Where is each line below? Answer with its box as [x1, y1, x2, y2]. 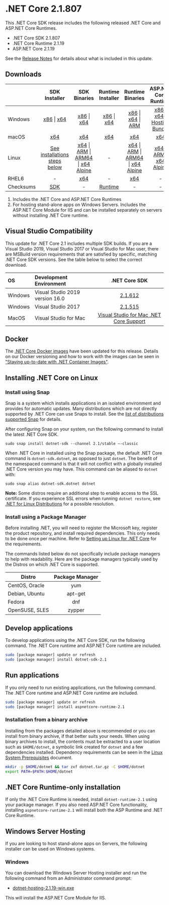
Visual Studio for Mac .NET [98, 311, 161, 318]
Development [34, 274, 68, 281]
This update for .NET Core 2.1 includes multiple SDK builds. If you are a [5, 240, 152, 246]
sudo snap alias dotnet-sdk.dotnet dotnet [5, 481, 96, 486]
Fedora [8, 598, 25, 606]
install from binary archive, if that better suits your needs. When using [5, 733, 150, 739]
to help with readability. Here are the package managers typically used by [5, 556, 158, 562]
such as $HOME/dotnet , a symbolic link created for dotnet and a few [5, 743, 143, 750]
